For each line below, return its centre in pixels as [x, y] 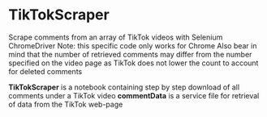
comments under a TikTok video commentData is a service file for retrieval [134, 95]
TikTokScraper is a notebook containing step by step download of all [124, 87]
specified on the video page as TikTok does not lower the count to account [133, 63]
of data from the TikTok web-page [66, 104]
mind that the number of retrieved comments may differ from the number [130, 54]
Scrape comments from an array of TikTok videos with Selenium [116, 37]
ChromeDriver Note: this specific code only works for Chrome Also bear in [133, 45]
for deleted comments [45, 71]
